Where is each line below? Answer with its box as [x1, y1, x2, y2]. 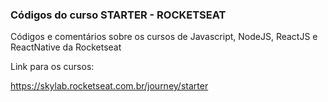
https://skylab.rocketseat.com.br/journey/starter [10, 80, 209, 92]
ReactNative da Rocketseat [10, 41, 122, 53]
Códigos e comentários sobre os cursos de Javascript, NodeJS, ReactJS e [10, 31, 318, 43]
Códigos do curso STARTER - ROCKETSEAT [10, 8, 227, 22]
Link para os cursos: [10, 61, 95, 73]
